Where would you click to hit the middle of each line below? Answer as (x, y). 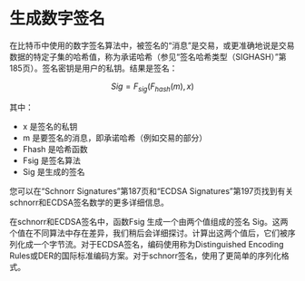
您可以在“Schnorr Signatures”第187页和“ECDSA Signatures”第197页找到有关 (151, 190)
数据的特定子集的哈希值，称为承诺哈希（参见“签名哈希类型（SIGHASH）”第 (148, 56)
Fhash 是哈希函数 (55, 149)
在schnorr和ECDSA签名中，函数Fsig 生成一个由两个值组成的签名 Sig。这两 (149, 221)
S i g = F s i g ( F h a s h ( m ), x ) (152, 87)
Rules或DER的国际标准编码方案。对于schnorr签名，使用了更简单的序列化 (145, 256)
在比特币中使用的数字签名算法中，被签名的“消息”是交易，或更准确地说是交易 (152, 45)
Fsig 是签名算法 (52, 160)
